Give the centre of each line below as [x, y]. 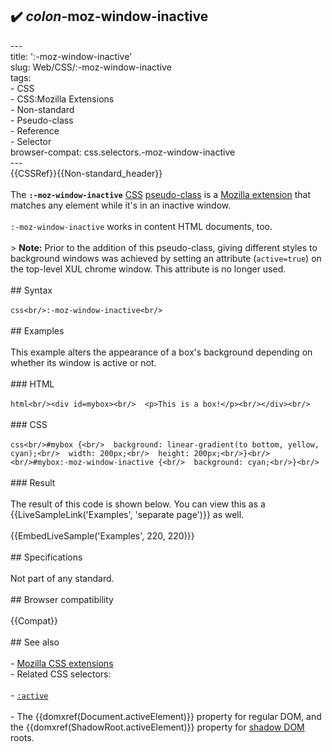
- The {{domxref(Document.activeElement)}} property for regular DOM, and [166, 716]
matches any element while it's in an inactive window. [121, 205]
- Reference [35, 130]
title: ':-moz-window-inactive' [71, 56]
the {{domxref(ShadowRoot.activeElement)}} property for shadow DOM [157, 727]
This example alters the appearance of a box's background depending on [161, 352]
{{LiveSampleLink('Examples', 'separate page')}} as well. [127, 514]
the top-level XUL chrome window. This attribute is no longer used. [148, 269]
